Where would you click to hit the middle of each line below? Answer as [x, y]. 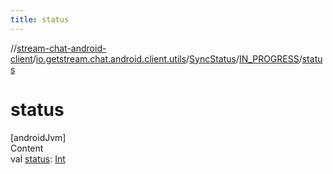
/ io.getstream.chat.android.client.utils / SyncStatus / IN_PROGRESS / [167, 58]
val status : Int [38, 158]
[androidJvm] [38, 137]
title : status [40, 19]
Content [27, 148]
